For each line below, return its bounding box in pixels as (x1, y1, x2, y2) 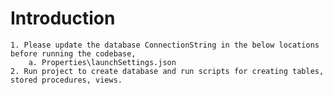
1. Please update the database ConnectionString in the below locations (10, 40, 320, 50)
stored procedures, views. (10, 75, 123, 85)
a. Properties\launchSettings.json (28, 57, 177, 67)
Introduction (10, 7, 116, 30)
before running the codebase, (10, 48, 137, 59)
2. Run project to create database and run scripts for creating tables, (10, 66, 325, 76)
